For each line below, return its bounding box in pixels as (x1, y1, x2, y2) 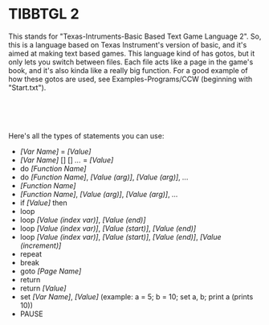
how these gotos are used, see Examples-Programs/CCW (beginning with (8, 74, 253, 84)
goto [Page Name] (19, 266, 82, 276)
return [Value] (19, 283, 67, 293)
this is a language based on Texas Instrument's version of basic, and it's (8, 39, 247, 49)
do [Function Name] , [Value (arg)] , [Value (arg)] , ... (19, 172, 189, 182)
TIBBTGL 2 (8, 5, 79, 23)
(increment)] (19, 241, 62, 250)
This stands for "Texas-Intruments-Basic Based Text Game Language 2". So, (8, 31, 262, 41)
